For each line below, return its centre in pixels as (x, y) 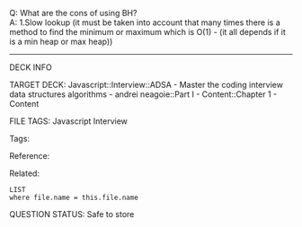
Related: (25, 173)
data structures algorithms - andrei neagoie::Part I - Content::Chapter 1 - (143, 94)
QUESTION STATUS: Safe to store (72, 214)
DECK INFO (31, 67)
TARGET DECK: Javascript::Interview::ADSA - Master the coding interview (146, 85)
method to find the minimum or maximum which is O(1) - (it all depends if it (147, 32)
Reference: (30, 156)
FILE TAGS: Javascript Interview (69, 121)
